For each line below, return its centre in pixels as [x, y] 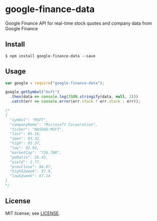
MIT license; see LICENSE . [33, 213]
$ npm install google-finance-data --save [50, 56]
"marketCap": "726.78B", [36, 153]
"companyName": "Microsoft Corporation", [54, 124]
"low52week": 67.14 [30, 176]
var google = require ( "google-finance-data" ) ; [55, 83]
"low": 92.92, [24, 148]
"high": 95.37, [26, 143]
